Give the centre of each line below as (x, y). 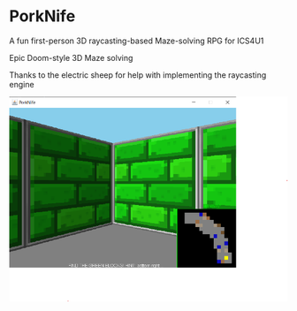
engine (22, 84)
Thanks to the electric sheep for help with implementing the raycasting (138, 75)
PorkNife (42, 16)
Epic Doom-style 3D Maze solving (71, 57)
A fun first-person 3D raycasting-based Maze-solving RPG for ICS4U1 (137, 41)
